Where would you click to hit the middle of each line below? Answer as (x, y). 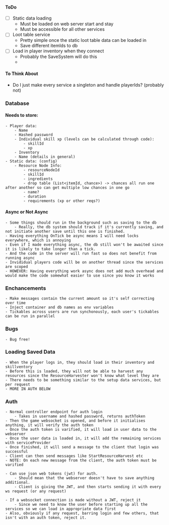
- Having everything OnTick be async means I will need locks (72, 236)
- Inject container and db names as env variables (60, 307)
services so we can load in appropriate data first (61, 509)
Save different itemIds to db (49, 46)
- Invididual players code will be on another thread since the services (84, 262)
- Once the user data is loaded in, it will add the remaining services (83, 438)
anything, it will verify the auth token (49, 425)
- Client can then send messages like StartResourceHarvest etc (74, 456)
